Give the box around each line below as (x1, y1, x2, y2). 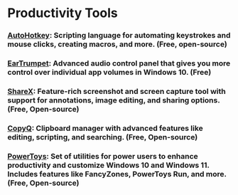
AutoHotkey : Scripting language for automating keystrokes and (7, 31, 231, 41)
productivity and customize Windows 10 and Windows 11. (7, 160, 210, 170)
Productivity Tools (7, 5, 119, 21)
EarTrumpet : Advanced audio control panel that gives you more (7, 58, 231, 68)
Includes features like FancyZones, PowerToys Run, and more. (7, 169, 227, 179)
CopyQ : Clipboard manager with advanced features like (7, 123, 204, 133)
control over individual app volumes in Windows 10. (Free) (7, 68, 212, 78)
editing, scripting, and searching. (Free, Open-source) (7, 132, 198, 142)
